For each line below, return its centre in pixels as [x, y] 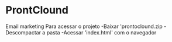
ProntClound [37, 10]
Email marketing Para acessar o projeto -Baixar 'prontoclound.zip [84, 26]
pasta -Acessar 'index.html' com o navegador [102, 32]
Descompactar [23, 32]
